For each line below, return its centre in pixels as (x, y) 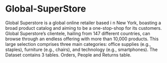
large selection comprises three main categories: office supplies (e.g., (78, 44)
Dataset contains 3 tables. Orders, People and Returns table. (68, 55)
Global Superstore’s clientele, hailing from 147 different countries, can (78, 33)
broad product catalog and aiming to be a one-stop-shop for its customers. (83, 28)
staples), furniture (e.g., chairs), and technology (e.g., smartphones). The (81, 49)
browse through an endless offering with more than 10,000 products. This (82, 39)
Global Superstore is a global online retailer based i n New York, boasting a (83, 23)
